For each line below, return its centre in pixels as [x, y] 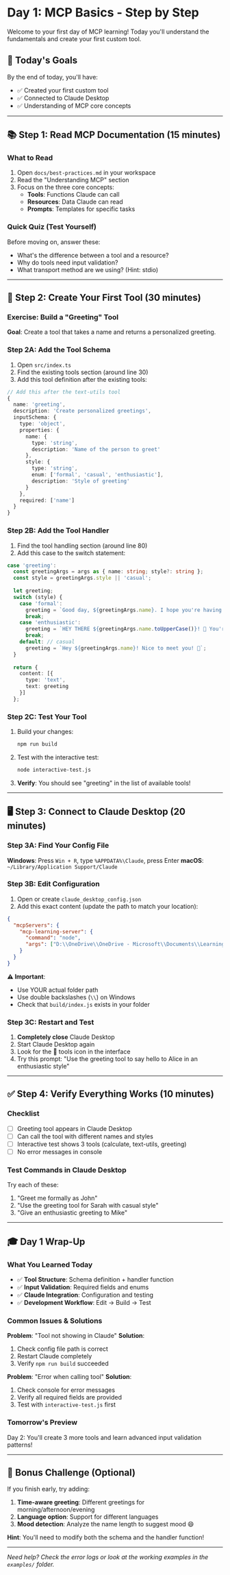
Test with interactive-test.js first [66, 1405]
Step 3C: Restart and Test [51, 1022]
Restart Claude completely [54, 1356]
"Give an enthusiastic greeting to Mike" [72, 1213]
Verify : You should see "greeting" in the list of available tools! [104, 783]
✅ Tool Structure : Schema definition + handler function [95, 1280]
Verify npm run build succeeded [63, 1364]
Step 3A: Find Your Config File [58, 846]
